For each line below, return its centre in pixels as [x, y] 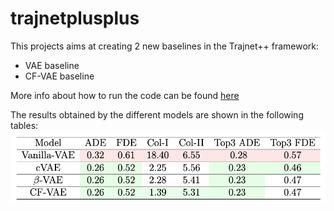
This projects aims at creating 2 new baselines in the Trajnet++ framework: [165, 46]
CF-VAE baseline [59, 76]
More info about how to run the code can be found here [125, 95]
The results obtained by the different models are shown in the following [157, 114]
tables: [24, 125]
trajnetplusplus [75, 18]
